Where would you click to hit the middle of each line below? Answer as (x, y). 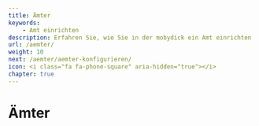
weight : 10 (26, 52)
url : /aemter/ (31, 45)
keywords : (24, 23)
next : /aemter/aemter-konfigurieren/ (70, 60)
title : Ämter (30, 15)
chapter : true (31, 74)
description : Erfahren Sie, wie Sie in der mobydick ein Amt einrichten (130, 37)
